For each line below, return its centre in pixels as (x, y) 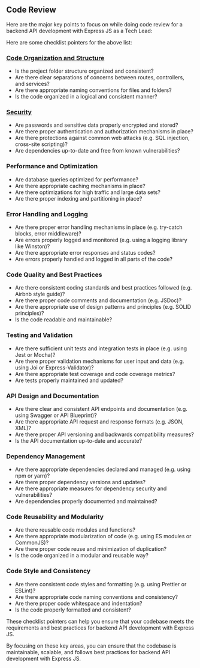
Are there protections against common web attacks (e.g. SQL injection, (102, 138)
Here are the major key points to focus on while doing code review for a (94, 24)
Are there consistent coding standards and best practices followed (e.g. (103, 288)
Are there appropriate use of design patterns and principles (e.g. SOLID (103, 307)
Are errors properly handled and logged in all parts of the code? (93, 259)
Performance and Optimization (52, 166)
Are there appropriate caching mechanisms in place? (80, 186)
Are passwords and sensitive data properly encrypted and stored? (96, 125)
